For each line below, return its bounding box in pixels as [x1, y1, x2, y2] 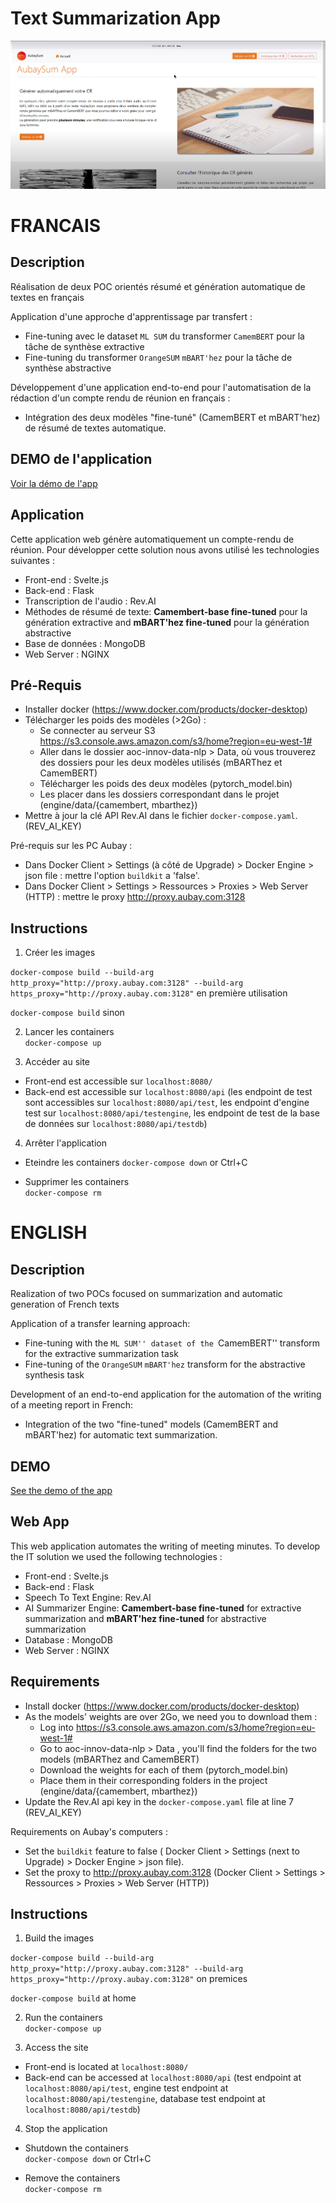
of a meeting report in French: [10, 1399, 134, 1411]
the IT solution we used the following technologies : [10, 1550, 223, 1562]
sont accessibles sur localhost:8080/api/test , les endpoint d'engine [24, 1097, 310, 1109]
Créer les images [24, 947, 96, 959]
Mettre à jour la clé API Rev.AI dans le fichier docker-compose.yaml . [24, 810, 298, 822]
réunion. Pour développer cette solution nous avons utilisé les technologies [10, 543, 320, 556]
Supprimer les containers [24, 1176, 130, 1188]
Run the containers [24, 2012, 103, 2024]
